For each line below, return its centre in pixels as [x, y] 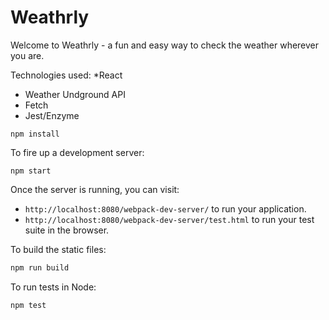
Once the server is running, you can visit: [95, 189]
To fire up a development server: [77, 152]
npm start [31, 171]
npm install [35, 134]
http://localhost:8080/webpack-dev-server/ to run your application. [165, 208]
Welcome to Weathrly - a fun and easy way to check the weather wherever [165, 45]
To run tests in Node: [53, 287]
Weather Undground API [75, 94]
